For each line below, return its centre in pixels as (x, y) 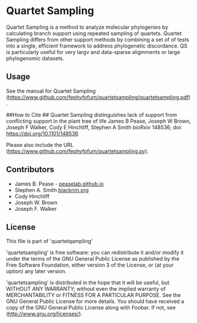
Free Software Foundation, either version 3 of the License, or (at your (90, 265)
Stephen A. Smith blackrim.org (52, 190)
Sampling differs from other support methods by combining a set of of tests (98, 39)
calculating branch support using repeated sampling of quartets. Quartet (94, 33)
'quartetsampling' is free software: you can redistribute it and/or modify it (95, 253)
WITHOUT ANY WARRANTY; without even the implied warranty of (86, 289)
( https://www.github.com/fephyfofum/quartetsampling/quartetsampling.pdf (98, 97)
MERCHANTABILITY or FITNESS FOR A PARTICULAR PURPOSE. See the (94, 295)
